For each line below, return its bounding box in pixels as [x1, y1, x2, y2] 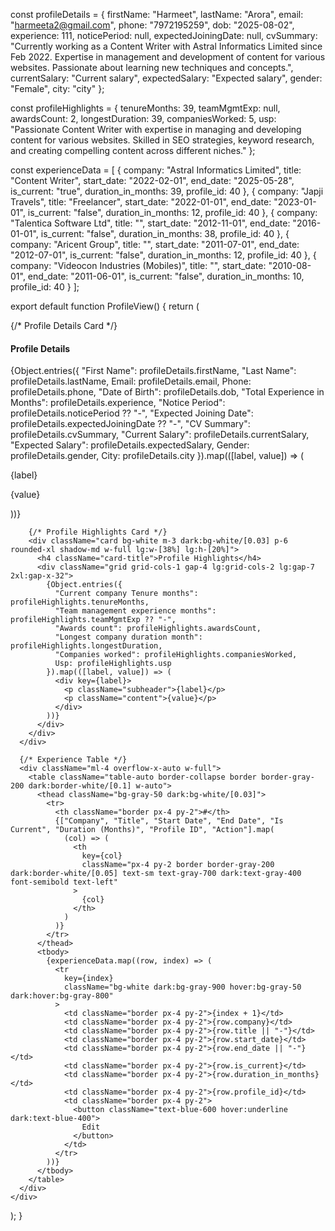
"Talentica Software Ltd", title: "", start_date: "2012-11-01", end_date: [10, 217, 291, 229]
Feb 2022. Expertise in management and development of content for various [10, 51, 326, 63]
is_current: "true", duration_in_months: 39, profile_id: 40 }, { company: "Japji [10, 185, 324, 197]
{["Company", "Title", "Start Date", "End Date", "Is [54, 816, 284, 826]
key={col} [81, 851, 123, 861]
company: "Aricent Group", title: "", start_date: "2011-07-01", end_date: [10, 239, 300, 250]
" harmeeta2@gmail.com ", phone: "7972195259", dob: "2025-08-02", [10, 19, 295, 31]
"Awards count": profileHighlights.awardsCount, [54, 624, 262, 634]
